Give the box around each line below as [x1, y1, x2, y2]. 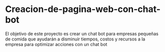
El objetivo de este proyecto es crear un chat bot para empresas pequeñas [5, 30, 159, 36]
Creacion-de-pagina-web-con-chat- [5, 3, 161, 15]
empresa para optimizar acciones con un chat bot [5, 41, 108, 47]
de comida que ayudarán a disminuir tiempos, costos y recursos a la [5, 36, 146, 42]
